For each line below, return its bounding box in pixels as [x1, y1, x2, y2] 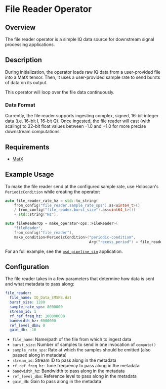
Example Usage [5, 170, 54, 179]
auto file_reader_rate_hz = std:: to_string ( [5, 198, 98, 203]
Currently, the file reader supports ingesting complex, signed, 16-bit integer [5, 113, 159, 119]
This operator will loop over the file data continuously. [5, 89, 115, 95]
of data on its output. [5, 79, 48, 85]
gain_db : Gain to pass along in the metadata [12, 379, 101, 385]
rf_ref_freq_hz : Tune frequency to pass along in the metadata [12, 363, 140, 369]
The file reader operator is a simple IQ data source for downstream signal [5, 36, 155, 42]
